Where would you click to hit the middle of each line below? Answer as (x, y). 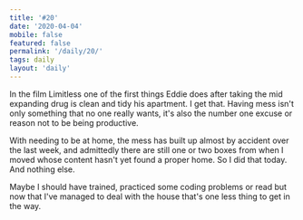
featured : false (40, 43)
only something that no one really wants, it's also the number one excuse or (151, 113)
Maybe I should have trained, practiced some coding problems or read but (148, 187)
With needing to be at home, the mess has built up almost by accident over (149, 140)
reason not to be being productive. (74, 122)
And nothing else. (42, 169)
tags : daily (32, 60)
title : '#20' (34, 18)
